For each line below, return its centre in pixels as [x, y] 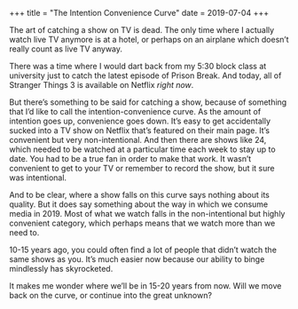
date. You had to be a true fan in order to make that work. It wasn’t [130, 158]
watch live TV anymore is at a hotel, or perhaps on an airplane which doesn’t [149, 40]
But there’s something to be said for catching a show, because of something [148, 102]
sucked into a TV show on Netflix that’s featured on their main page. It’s [140, 131]
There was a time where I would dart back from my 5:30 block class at [138, 66]
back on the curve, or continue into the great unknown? [111, 295]
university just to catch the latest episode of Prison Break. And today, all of [145, 75]
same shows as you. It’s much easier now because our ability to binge [137, 259]
